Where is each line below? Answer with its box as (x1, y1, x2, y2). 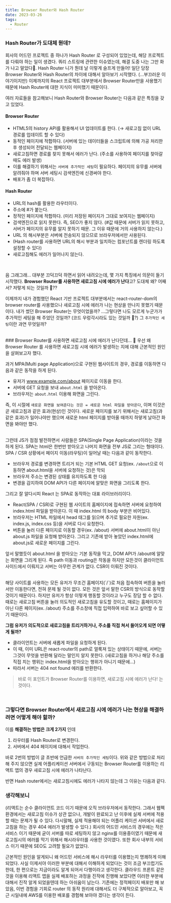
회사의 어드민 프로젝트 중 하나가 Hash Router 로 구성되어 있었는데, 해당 (5, 52, 147, 58)
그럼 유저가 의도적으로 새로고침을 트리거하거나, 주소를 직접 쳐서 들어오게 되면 (5, 622, 157, 628)
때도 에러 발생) (12, 157, 42, 163)
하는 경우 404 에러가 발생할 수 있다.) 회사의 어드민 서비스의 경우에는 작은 (18, 823, 164, 830)
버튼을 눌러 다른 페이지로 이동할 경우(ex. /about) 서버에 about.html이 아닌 (12, 526, 161, 533)
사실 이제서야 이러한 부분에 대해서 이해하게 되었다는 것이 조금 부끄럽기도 (20, 860, 163, 866)
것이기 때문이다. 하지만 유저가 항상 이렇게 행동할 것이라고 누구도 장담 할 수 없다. (5, 592, 163, 598)
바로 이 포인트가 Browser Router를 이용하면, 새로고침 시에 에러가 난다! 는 (17, 675, 163, 682)
